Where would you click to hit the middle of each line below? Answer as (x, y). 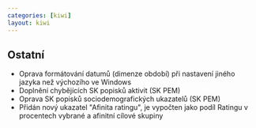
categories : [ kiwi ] (40, 15)
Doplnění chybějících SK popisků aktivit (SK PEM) (100, 91)
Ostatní (26, 55)
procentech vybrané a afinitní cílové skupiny (91, 116)
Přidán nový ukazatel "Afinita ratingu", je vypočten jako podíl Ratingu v (133, 107)
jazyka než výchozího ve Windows (75, 82)
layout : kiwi (29, 23)
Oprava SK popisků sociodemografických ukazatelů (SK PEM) (120, 99)
